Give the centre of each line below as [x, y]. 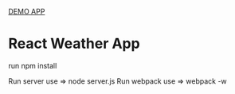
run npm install [33, 65]
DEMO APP [27, 12]
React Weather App [74, 44]
